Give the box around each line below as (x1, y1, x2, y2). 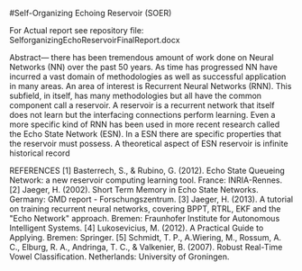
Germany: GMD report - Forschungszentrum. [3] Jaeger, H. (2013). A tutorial (9, 194, 294, 204)
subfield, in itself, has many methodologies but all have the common (9, 90, 262, 101)
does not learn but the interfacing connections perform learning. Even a (9, 110, 276, 120)
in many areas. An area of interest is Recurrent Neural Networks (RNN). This (9, 81, 292, 91)
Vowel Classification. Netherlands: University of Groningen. (9, 251, 230, 262)
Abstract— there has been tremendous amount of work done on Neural (9, 52, 274, 62)
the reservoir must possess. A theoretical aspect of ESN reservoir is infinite (9, 139, 288, 149)
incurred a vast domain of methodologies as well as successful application (9, 71, 287, 82)
